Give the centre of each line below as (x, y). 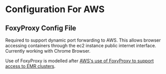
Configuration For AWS (55, 9)
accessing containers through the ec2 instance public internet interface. (81, 46)
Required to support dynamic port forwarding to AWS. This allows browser (83, 40)
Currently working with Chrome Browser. (48, 51)
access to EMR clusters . (30, 66)
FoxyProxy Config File (41, 28)
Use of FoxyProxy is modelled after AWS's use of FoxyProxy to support (79, 61)
